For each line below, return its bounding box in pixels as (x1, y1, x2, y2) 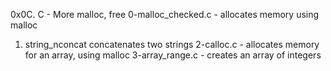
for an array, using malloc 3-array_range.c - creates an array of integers (24, 49, 322, 61)
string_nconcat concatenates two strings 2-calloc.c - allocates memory (24, 39, 320, 50)
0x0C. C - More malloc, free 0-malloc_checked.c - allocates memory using (10, 9, 320, 20)
